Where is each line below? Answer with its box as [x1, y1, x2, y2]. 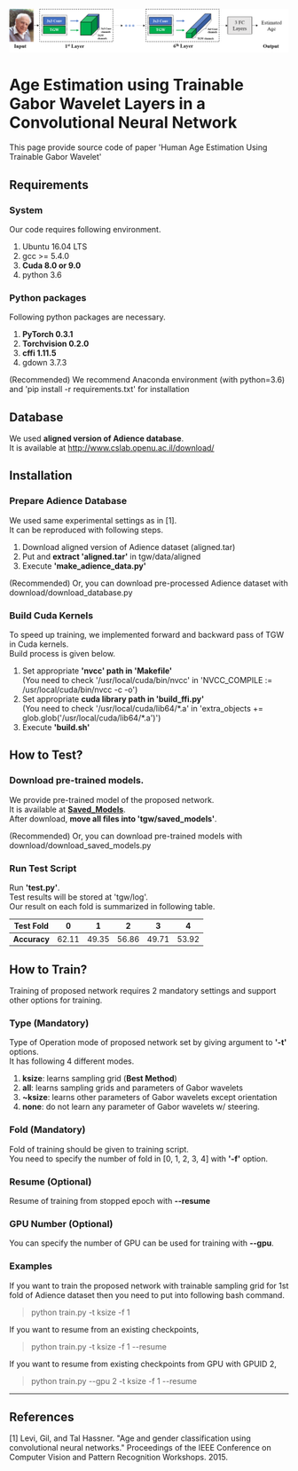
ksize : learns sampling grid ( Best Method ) [21, 1074, 177, 1084]
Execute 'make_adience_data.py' [21, 560, 146, 571]
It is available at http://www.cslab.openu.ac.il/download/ [9, 442, 215, 452]
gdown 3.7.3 [21, 358, 67, 368]
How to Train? [9, 962, 88, 977]
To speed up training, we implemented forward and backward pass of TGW [9, 629, 285, 640]
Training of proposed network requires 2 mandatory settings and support [9, 986, 277, 996]
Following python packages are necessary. [9, 311, 166, 323]
